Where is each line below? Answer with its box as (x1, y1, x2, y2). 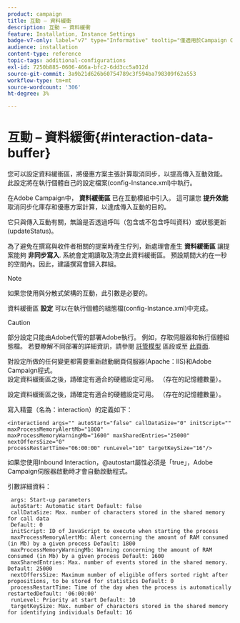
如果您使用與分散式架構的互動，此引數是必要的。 (7, 289, 151, 297)
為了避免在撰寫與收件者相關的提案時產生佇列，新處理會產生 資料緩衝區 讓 (7, 242, 224, 251)
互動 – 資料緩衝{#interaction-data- (7, 129, 214, 146)
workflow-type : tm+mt (7, 76, 72, 84)
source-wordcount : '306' (7, 84, 81, 91)
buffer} (7, 145, 51, 161)
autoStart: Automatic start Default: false (10, 503, 142, 510)
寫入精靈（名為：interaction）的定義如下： (7, 405, 134, 414)
